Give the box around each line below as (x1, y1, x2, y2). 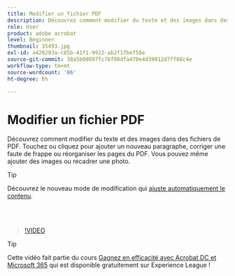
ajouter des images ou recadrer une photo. (7, 157, 131, 165)
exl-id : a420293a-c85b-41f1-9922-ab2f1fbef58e (7, 50, 145, 57)
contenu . (7, 192, 33, 200)
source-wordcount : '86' (7, 69, 77, 76)
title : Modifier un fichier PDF (7, 10, 101, 18)
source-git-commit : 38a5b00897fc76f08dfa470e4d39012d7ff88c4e (7, 56, 192, 63)
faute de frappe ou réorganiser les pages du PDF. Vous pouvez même (7, 150, 208, 158)
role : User (7, 23, 39, 30)
